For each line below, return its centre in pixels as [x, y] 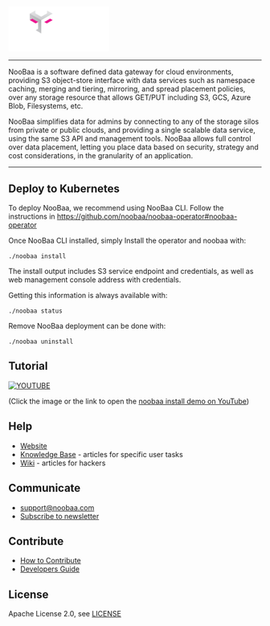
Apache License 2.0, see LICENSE [65, 614]
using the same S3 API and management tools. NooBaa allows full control [130, 139]
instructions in [32, 217]
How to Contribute [51, 561]
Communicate [45, 488]
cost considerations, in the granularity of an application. [101, 156]
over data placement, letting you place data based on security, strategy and [133, 147]
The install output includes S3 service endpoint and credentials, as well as [131, 272]
